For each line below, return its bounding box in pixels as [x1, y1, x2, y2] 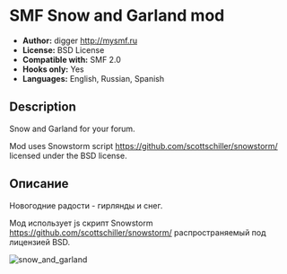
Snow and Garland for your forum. [9, 123, 136, 134]
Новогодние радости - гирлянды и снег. [9, 199, 163, 211]
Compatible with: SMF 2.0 [22, 54, 121, 65]
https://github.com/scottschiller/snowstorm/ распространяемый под [9, 226, 266, 238]
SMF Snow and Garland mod [9, 5, 225, 26]
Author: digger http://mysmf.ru [22, 35, 137, 46]
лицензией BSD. [9, 236, 71, 247]
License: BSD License [22, 44, 105, 55]
